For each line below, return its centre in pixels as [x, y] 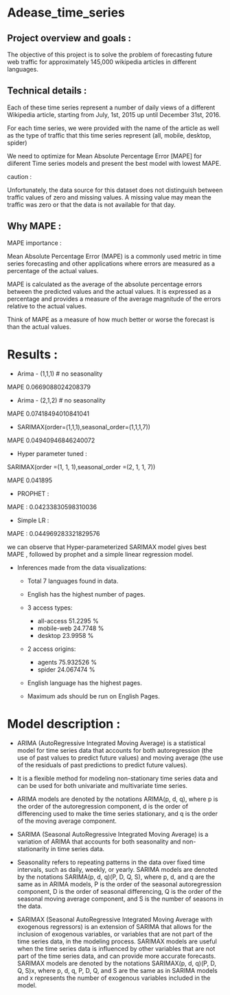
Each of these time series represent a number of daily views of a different [111, 107]
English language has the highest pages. [84, 683]
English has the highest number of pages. [86, 594]
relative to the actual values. [47, 306]
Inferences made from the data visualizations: [82, 567]
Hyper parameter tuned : [52, 453]
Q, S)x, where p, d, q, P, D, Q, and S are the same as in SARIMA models [117, 970]
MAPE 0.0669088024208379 [49, 387]
